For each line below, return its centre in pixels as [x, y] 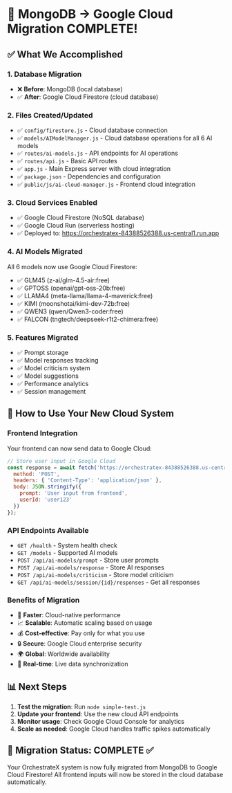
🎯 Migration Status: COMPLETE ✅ [80, 750]
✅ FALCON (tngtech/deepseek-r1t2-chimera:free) [88, 319]
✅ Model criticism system [54, 368]
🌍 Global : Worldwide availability [64, 654]
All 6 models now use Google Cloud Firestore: [72, 266]
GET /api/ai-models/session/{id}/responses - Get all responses [108, 582]
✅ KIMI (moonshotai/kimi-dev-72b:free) [74, 303]
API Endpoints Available [48, 530]
